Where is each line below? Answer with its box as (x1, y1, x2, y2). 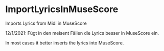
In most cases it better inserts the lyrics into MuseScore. (5, 39, 124, 46)
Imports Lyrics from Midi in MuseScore (5, 20, 87, 26)
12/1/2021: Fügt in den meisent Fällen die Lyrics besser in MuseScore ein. (5, 30, 159, 36)
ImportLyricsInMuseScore (5, 4, 119, 15)
